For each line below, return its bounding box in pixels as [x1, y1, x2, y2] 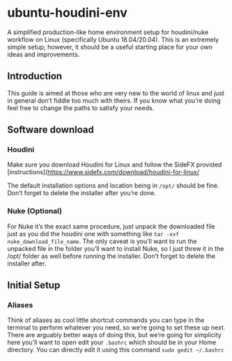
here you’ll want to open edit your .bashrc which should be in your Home [7, 338, 217, 346]
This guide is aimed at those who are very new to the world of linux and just [7, 89, 225, 97]
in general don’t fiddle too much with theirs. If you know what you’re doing [7, 96, 221, 105]
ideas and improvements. [7, 50, 80, 59]
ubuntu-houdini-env [7, 5, 127, 21]
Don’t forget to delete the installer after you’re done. [7, 189, 157, 197]
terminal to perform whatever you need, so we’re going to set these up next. [7, 323, 226, 332]
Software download [7, 124, 94, 136]
